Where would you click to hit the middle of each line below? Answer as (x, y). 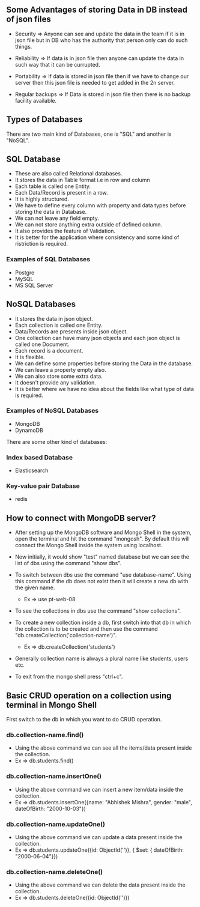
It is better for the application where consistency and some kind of (97, 237)
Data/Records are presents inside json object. (71, 331)
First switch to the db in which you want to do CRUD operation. (84, 720)
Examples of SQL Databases (48, 259)
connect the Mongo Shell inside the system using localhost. (89, 545)
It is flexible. (30, 357)
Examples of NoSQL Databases (53, 411)
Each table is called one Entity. (53, 186)
